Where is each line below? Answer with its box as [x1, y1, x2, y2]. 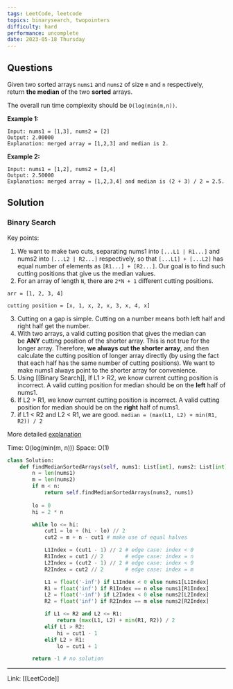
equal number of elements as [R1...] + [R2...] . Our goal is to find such [17, 261, 225, 270]
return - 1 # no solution [32, 655, 104, 663]
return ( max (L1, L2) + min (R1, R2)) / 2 [56, 617, 175, 624]
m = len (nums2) [32, 476, 76, 483]
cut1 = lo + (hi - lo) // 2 [44, 528, 126, 535]
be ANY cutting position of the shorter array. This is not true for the [17, 337, 210, 345]
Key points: [7, 234, 40, 242]
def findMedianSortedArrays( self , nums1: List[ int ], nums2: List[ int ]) [19, 463, 231, 470]
